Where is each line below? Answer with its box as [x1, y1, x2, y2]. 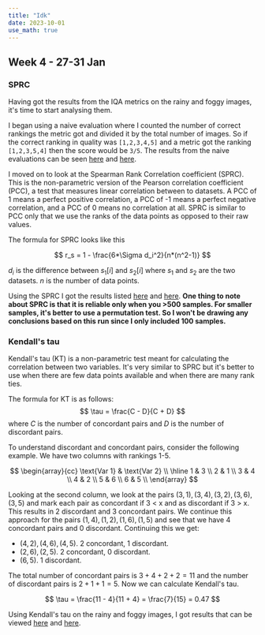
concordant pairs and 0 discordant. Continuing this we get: [8, 524, 200, 533]
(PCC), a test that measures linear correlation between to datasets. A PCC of [8, 186, 257, 196]
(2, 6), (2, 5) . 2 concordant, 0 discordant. [19, 547, 151, 557]
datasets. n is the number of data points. [8, 275, 140, 285]
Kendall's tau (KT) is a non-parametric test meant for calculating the [8, 354, 230, 364]
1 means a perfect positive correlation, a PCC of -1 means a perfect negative [8, 195, 256, 204]
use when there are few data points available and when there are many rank [8, 371, 255, 380]
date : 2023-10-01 [8, 19, 65, 27]
